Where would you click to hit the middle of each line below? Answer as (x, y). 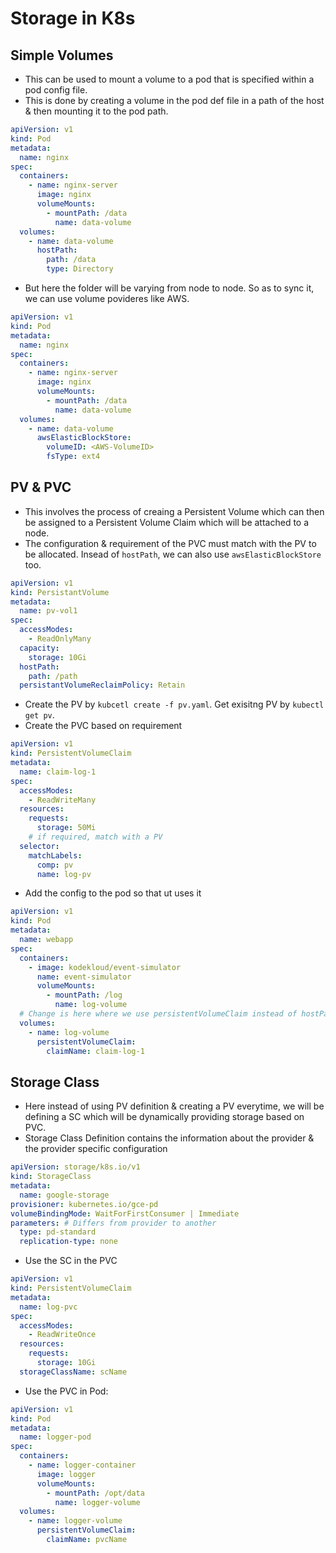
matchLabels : (55, 855)
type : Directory (80, 269)
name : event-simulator (84, 977)
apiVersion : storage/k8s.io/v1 (75, 1167)
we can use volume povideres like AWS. (107, 298)
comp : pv (55, 865)
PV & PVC (41, 487)
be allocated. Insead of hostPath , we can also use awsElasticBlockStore (173, 554)
